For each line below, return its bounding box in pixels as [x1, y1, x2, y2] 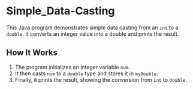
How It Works [6, 48, 58, 58]
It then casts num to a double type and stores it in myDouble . [14, 70, 159, 77]
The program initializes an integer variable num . [14, 63, 131, 70]
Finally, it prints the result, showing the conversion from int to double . [14, 76, 188, 83]
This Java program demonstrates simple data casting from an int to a [6, 24, 179, 31]
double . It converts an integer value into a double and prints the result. [6, 30, 179, 37]
